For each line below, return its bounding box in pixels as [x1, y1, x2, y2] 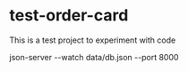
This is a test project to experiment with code [9, 35, 176, 45]
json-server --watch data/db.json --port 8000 [9, 51, 179, 62]
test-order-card [9, 5, 129, 26]
